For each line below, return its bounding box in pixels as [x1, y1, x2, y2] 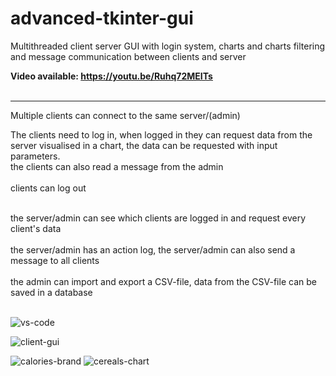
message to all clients [10, 254, 100, 266]
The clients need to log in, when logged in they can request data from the [10, 128, 313, 141]
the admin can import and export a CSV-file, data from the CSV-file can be [10, 275, 317, 287]
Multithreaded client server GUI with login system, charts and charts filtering [10, 40, 326, 52]
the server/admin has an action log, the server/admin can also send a [10, 243, 296, 256]
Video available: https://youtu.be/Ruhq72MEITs [10, 70, 213, 82]
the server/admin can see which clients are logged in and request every [10, 212, 307, 224]
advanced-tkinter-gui [10, 7, 194, 30]
